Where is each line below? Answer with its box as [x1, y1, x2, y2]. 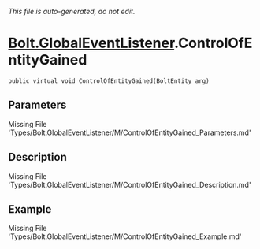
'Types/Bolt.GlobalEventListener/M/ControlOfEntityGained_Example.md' [8, 232, 242, 241]
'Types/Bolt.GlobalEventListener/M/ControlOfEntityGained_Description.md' [8, 180, 251, 189]
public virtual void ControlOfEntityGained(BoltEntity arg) [8, 76, 210, 85]
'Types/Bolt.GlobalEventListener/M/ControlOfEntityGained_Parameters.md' [8, 128, 251, 137]
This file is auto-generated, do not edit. [8, 7, 136, 16]
